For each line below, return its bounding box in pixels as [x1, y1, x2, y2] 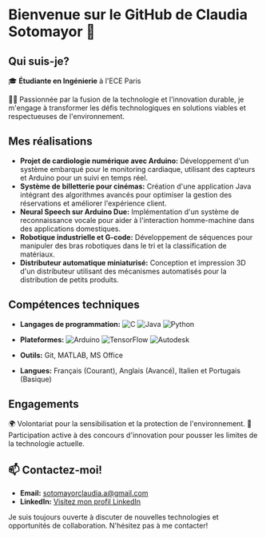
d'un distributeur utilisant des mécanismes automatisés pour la [19, 266, 227, 276]
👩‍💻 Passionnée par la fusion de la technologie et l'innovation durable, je [8, 94, 244, 104]
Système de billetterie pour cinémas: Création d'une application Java [19, 181, 252, 191]
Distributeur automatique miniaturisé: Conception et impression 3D [19, 257, 246, 267]
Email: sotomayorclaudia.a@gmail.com [19, 488, 149, 498]
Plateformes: [19, 334, 65, 345]
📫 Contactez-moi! [8, 463, 102, 476]
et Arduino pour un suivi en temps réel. [19, 173, 149, 182]
